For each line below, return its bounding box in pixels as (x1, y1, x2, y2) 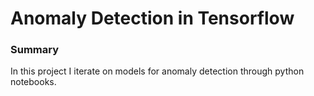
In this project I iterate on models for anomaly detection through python (10, 65, 305, 77)
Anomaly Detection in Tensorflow (10, 7, 295, 30)
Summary (10, 43, 60, 57)
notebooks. (10, 76, 57, 88)
